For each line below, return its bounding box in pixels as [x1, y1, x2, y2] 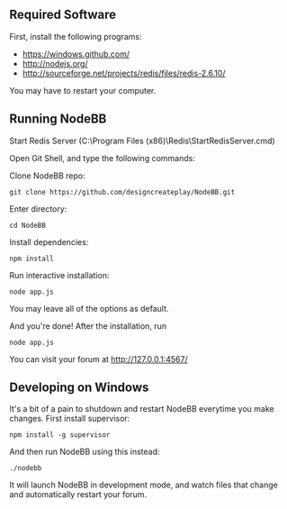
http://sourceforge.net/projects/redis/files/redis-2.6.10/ [22, 68, 227, 78]
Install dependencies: [9, 236, 89, 247]
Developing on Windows [9, 380, 149, 395]
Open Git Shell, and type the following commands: [9, 152, 195, 163]
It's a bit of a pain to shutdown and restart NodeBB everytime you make [9, 404, 274, 414]
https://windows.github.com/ [22, 49, 130, 59]
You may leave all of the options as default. [9, 303, 169, 314]
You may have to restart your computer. [9, 85, 157, 95]
